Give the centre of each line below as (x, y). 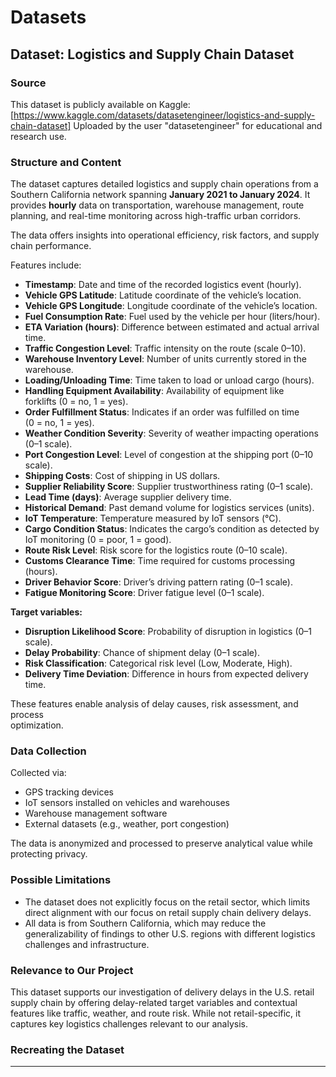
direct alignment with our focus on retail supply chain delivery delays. (168, 912)
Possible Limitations (61, 880)
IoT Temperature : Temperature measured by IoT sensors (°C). (153, 518)
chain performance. (51, 246)
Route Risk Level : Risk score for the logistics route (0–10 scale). (156, 550)
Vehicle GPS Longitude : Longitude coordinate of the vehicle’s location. (171, 306)
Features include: (46, 265)
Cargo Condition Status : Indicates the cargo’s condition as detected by (172, 529)
